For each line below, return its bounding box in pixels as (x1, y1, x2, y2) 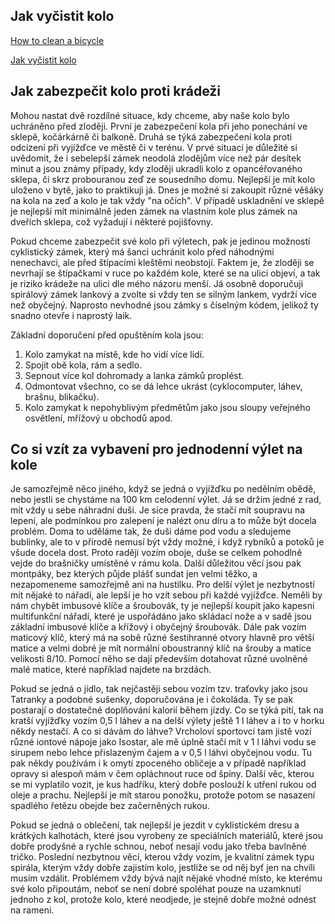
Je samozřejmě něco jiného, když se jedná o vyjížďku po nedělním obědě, (10, 483, 317, 495)
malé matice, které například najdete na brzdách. (10, 664, 212, 676)
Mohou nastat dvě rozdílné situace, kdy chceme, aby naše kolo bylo (10, 109, 290, 121)
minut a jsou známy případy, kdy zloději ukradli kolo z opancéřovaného (10, 162, 303, 174)
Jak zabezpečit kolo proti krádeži (10, 83, 221, 100)
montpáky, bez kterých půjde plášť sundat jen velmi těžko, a (10, 568, 258, 580)
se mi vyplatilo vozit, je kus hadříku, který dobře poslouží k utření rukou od (10, 779, 317, 791)
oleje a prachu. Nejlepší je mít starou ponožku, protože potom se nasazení (10, 789, 316, 801)
